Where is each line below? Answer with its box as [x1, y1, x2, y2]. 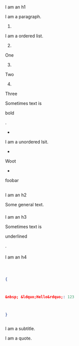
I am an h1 [5, 4, 26, 10]
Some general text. [5, 201, 44, 207]
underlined [5, 233, 27, 239]
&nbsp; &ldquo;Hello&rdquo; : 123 [5, 294, 75, 299]
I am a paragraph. [5, 14, 41, 20]
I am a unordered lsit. [5, 139, 49, 145]
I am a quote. [5, 335, 32, 341]
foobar [5, 177, 19, 183]
